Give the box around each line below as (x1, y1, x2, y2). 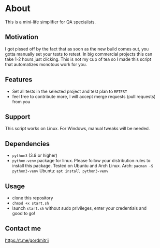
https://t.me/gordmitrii (5, 237, 49, 243)
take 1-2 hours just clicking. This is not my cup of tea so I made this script (5, 56, 151, 62)
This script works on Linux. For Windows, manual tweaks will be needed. (5, 126, 150, 132)
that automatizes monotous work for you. (5, 61, 87, 67)
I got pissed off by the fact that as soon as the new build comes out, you (5, 46, 149, 51)
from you (12, 99, 30, 104)
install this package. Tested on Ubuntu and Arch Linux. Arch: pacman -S (12, 163, 154, 169)
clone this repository (12, 195, 53, 200)
